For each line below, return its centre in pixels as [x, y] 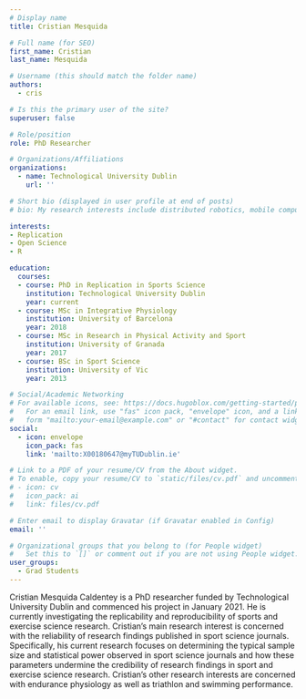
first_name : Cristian [51, 51]
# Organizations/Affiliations [67, 159]
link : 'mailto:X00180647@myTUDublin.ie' [103, 454]
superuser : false [42, 118]
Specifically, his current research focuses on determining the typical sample [152, 645]
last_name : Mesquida [49, 60]
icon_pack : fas [55, 446]
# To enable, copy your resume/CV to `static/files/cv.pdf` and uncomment [154, 479]
